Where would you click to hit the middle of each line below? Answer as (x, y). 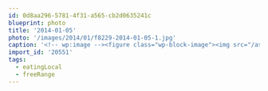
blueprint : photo (37, 23)
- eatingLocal (39, 67)
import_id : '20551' (41, 52)
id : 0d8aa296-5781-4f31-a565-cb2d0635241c (80, 15)
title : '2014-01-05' (43, 30)
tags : (17, 60)
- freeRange (35, 74)
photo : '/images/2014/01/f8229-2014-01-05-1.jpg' (93, 38)
